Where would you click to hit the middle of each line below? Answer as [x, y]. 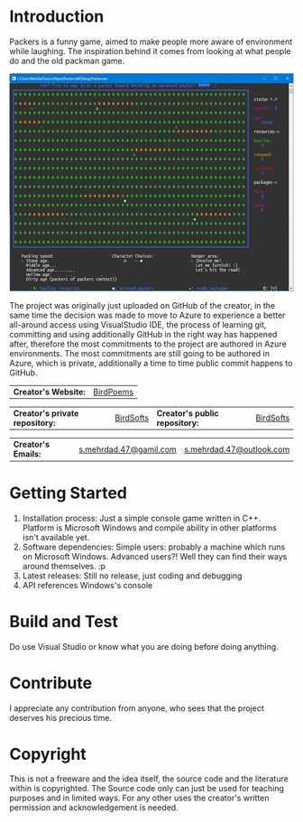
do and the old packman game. [67, 60]
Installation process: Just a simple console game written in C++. [142, 518]
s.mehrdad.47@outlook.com [237, 449]
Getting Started [69, 493]
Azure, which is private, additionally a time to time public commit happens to [151, 363]
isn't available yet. [56, 537]
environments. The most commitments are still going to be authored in [140, 353]
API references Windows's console [87, 585]
